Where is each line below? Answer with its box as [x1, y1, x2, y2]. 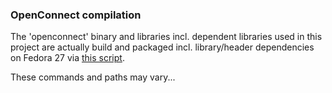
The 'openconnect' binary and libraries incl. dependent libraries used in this [10, 31, 323, 43]
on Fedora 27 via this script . [10, 52, 125, 64]
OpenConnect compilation [10, 8, 142, 22]
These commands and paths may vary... [10, 71, 176, 83]
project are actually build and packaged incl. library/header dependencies [10, 41, 315, 53]
